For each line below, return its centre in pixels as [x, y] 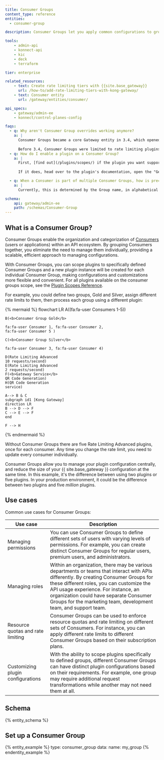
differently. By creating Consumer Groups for [102, 577]
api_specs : [16, 108]
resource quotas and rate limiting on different [102, 621]
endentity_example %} [28, 753]
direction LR [18, 404]
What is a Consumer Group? [49, 227]
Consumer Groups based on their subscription [103, 640]
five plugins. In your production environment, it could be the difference [76, 479]
